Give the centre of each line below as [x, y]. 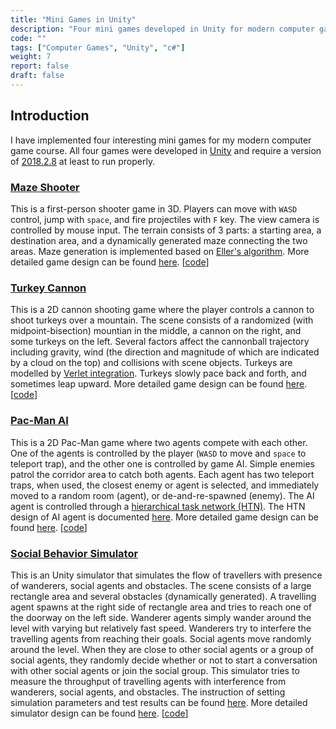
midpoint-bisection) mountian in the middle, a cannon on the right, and [156, 331]
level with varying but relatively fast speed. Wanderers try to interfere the [161, 628]
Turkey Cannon [48, 288]
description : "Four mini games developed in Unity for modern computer [162, 29]
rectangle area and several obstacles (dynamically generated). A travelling [163, 596]
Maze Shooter [45, 187]
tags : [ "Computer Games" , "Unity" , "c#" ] [98, 47]
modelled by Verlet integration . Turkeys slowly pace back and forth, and [158, 373]
